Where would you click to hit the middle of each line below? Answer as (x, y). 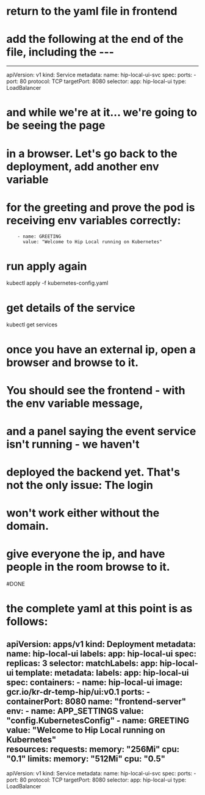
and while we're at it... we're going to (102, 113)
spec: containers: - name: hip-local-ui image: (95, 682)
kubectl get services (32, 324)
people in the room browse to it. (88, 567)
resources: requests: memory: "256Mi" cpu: (93, 749)
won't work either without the (83, 513)
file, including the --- (60, 52)
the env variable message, (75, 403)
